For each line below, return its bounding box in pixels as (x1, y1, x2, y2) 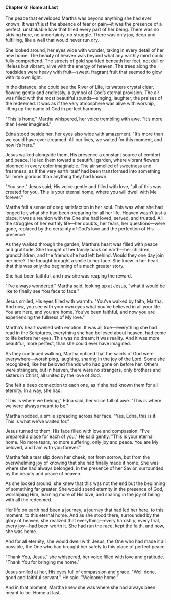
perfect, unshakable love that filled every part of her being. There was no (5, 26, 159, 33)
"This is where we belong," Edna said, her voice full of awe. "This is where (5, 398, 162, 404)
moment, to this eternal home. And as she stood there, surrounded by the (5, 512, 160, 518)
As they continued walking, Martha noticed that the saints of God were (5, 351, 154, 357)
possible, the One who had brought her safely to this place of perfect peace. (5, 544, 166, 550)
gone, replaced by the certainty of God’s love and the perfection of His (5, 226, 154, 232)
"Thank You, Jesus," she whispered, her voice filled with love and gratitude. (5, 553, 164, 560)
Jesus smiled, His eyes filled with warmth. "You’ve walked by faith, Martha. (5, 298, 163, 304)
